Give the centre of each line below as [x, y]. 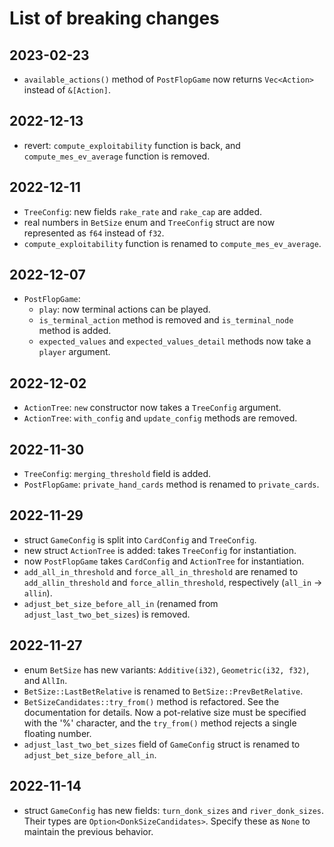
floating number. [57, 733]
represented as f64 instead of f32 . [94, 233]
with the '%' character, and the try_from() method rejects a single [160, 723]
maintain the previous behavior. [88, 831]
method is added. [75, 331]
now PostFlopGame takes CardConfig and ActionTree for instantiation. [164, 561]
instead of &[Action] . [67, 90]
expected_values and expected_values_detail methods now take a [175, 341]
